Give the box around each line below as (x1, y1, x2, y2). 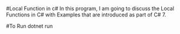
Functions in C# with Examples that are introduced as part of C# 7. (6, 11, 167, 18)
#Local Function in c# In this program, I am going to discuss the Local (6, 5, 175, 12)
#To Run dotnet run (6, 23, 53, 29)
